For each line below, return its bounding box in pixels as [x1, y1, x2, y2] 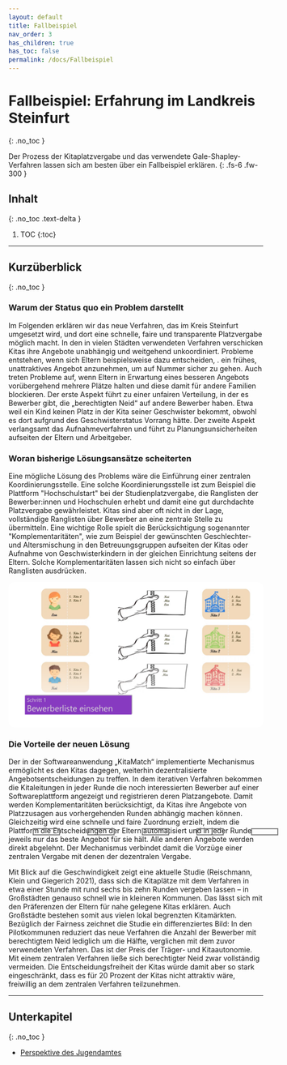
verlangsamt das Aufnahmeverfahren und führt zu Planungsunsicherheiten [8, 424, 258, 434]
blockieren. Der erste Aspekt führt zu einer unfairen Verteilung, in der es [8, 389, 249, 399]
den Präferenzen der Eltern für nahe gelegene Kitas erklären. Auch [8, 901, 231, 911]
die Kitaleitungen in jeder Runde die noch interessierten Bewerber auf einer [8, 782, 260, 792]
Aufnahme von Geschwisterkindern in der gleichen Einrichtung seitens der [8, 549, 257, 558]
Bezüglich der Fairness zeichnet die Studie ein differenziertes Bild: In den [8, 918, 252, 928]
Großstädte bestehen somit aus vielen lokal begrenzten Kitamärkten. [8, 910, 237, 920]
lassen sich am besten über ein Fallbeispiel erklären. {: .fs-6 [43, 160, 243, 169]
